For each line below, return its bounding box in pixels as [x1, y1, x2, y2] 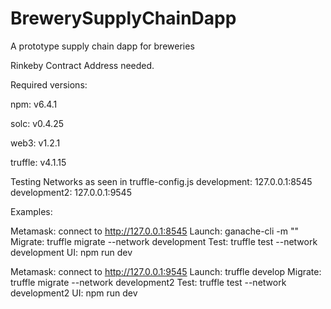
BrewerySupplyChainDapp [10, 7, 237, 30]
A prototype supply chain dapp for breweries [10, 40, 195, 52]
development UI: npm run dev [10, 246, 133, 258]
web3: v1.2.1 [10, 137, 61, 149]
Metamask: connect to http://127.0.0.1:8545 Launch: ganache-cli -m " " [10, 225, 299, 237]
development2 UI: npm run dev [10, 287, 138, 299]
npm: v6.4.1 [10, 98, 58, 110]
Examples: [10, 205, 53, 217]
